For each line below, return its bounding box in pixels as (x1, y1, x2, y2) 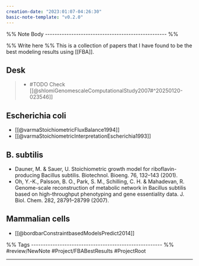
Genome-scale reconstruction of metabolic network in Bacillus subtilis (14, 184, 187, 191)
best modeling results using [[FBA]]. (6, 48, 95, 55)
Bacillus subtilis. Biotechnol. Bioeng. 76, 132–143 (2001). (41, 171, 178, 179)
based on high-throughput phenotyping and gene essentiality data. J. (14, 190, 185, 197)
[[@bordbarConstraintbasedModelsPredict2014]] (14, 229, 135, 236)
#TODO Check (29, 81, 65, 88)
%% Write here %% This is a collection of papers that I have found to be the (6, 42, 192, 49)
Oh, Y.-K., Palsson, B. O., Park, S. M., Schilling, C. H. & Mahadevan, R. (14, 178, 185, 185)
